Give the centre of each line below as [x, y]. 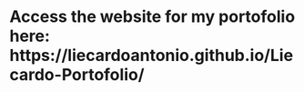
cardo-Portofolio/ [77, 75]
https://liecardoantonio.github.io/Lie [152, 56]
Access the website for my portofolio [152, 17]
